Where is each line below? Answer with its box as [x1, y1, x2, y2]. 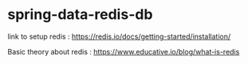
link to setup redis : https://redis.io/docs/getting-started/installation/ [7, 32, 231, 41]
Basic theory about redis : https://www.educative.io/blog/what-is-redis [7, 47, 240, 56]
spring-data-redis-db [7, 6, 153, 24]
